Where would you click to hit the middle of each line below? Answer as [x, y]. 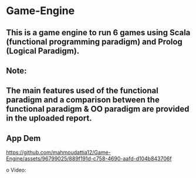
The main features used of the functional [82, 91]
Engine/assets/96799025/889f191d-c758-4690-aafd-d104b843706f [89, 159]
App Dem [23, 138]
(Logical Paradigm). [43, 51]
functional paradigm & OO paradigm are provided [98, 109]
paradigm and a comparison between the [83, 100]
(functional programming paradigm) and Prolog [94, 41]
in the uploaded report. [49, 118]
